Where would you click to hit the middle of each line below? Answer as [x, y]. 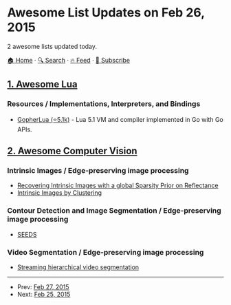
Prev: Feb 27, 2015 [43, 286]
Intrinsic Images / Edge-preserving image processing [98, 170]
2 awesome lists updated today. [52, 46]
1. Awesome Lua [42, 84]
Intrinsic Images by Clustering [59, 193]
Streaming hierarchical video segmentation [78, 267]
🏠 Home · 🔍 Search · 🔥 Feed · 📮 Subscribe [69, 60]
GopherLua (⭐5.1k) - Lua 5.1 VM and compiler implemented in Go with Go [120, 119]
